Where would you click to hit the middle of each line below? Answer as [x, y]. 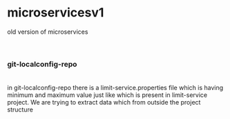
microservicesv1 [56, 13]
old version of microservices [48, 32]
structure [20, 110]
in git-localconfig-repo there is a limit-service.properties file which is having [115, 88]
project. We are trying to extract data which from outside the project [104, 102]
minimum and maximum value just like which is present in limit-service [107, 95]
